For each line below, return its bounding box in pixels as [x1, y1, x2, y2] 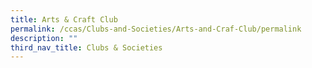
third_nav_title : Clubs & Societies [10, 42, 163, 53]
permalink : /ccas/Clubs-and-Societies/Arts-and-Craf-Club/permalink [10, 24, 302, 34]
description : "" [10, 33, 78, 43]
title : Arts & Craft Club [10, 14, 118, 25]
